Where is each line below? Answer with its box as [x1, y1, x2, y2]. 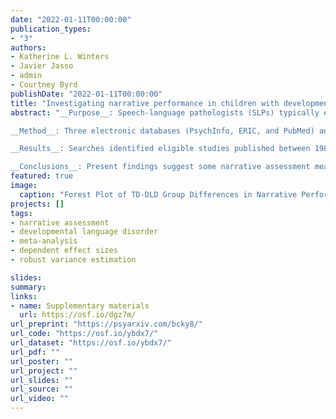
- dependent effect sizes [10, 246, 118, 256]
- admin [10, 71, 43, 81]
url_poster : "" [10, 356, 74, 366]
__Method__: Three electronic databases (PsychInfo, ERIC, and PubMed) [10, 126, 315, 136]
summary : [10, 282, 47, 292]
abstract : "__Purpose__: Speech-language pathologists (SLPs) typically [10, 107, 320, 118]
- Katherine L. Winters [10, 52, 110, 62]
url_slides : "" [10, 375, 74, 385]
